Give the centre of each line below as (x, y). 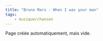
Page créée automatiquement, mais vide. (48, 33)
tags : (11, 14)
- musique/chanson (34, 19)
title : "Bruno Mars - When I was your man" (52, 10)
